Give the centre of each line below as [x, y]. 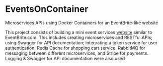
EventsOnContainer [47, 9]
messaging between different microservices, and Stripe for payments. [77, 53]
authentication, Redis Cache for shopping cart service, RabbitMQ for [75, 48]
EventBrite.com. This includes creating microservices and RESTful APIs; [79, 37]
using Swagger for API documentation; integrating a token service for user [81, 42]
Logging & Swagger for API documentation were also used [65, 58]
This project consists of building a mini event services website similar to [79, 32]
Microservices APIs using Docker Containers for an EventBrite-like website [81, 23]
